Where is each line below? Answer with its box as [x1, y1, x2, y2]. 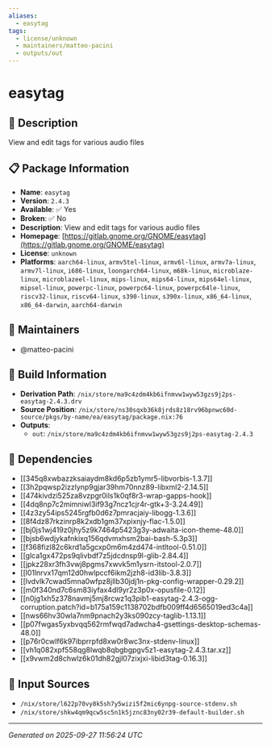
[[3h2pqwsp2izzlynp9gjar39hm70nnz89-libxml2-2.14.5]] [19, 482, 209, 492]
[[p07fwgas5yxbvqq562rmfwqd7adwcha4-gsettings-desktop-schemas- [19, 619, 261, 629]
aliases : [8, 11, 38, 20]
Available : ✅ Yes [19, 204, 77, 214]
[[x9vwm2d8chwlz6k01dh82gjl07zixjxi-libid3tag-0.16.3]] [19, 654, 208, 664]
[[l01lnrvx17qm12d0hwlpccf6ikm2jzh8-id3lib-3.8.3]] [19, 568, 192, 577]
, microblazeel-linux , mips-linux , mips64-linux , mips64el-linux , [38, 273, 252, 283]
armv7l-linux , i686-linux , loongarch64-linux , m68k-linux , [19, 265, 212, 275]
